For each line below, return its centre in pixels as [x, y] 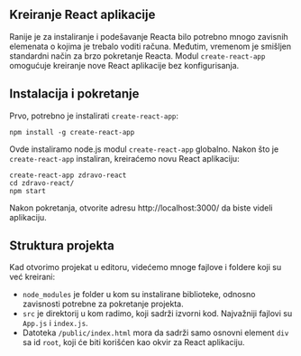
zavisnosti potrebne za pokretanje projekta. [103, 304]
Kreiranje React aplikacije [82, 15]
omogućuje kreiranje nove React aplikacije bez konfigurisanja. [124, 65]
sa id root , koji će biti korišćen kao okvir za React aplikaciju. [133, 342]
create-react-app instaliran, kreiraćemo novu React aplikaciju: [125, 158]
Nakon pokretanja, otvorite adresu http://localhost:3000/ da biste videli [141, 208]
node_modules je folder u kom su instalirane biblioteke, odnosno [139, 295]
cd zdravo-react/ [42, 183]
